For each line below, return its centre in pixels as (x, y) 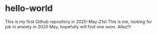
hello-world (29, 8)
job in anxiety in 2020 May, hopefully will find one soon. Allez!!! (68, 26)
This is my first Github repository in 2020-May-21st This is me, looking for (79, 22)
